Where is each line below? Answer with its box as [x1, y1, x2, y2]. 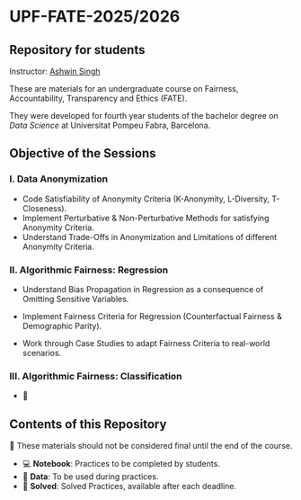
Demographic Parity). [22, 320, 102, 331]
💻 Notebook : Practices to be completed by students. [22, 459, 220, 469]
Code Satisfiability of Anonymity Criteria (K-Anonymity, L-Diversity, [22, 193, 270, 204]
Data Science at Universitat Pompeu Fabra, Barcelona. [9, 120, 211, 130]
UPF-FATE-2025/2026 [9, 6, 181, 27]
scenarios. [22, 347, 62, 358]
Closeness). [22, 202, 67, 213]
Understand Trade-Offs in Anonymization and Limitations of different [22, 231, 278, 242]
